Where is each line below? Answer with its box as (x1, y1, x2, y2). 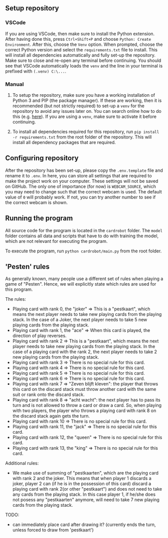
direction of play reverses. (12, 332, 67, 339)
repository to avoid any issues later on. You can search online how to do (12, 108, 161, 114)
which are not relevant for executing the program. (5, 238, 108, 244)
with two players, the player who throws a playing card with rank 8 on (12, 408, 156, 414)
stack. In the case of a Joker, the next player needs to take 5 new (12, 317, 147, 323)
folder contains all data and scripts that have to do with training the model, (5, 233, 159, 239)
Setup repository (5, 4, 59, 13)
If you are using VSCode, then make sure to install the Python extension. (5, 30, 155, 37)
